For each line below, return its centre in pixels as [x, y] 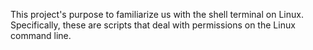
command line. [41, 35]
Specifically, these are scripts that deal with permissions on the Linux [153, 25]
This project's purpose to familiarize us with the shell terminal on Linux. [157, 14]
